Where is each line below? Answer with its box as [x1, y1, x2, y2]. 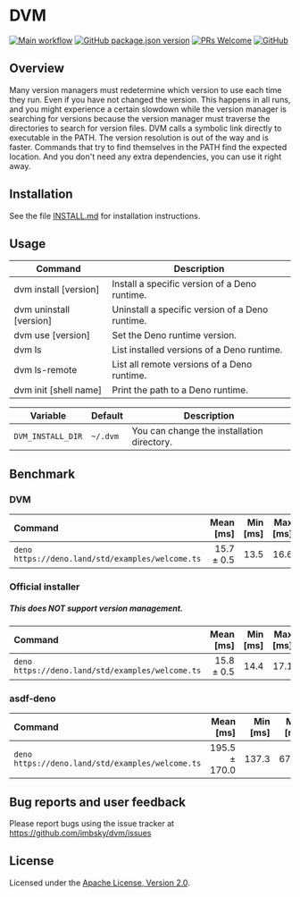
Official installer [9, 580, 80, 593]
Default [90, 410, 123, 422]
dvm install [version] [13, 283, 100, 296]
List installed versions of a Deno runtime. [112, 343, 283, 356]
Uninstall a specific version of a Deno [112, 303, 269, 316]
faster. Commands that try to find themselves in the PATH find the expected [9, 141, 287, 152]
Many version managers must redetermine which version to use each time [9, 84, 282, 95]
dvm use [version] [13, 329, 91, 342]
